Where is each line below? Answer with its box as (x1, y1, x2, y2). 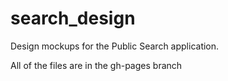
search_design (10, 7, 136, 30)
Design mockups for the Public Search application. (10, 40, 220, 52)
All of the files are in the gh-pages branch (10, 59, 183, 71)
